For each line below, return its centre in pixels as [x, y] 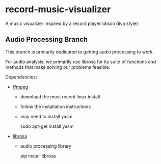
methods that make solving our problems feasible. [58, 67]
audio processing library [46, 146]
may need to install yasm [46, 116]
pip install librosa [38, 156]
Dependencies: [21, 77]
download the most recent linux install [60, 97]
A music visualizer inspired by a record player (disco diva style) [72, 23]
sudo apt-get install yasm [47, 126]
